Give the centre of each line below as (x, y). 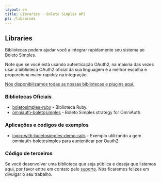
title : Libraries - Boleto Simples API (45, 14)
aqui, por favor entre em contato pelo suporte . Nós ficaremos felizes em (77, 169)
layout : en (16, 9)
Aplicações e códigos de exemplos (47, 125)
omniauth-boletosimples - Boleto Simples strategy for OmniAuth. (77, 113)
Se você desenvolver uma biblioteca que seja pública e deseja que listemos (80, 164)
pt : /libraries (20, 18)
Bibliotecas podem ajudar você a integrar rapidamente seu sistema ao (75, 50)
